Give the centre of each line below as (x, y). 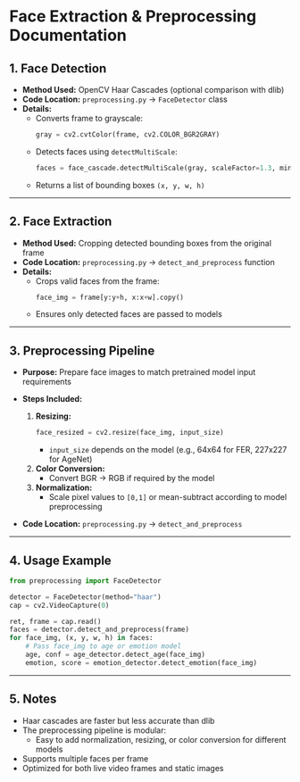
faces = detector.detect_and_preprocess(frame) (100, 630)
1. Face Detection (58, 68)
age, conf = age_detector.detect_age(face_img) (115, 655)
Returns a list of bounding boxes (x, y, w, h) (120, 185)
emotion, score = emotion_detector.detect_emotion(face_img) (141, 662)
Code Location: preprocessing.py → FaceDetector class (125, 99)
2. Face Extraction (61, 222)
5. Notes (33, 699)
